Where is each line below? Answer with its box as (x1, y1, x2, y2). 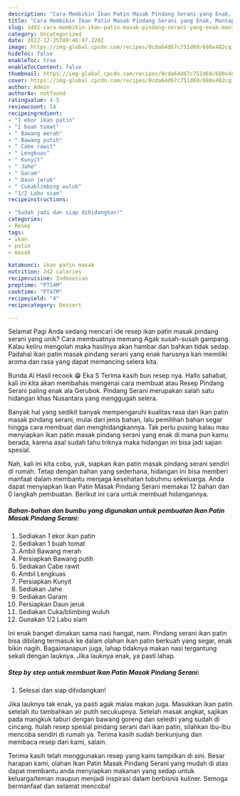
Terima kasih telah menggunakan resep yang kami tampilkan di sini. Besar (8, 752, 225, 760)
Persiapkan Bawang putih (18, 554, 94, 563)
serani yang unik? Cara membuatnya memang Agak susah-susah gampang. (8, 335, 231, 343)
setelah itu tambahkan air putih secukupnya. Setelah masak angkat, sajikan (8, 708, 229, 716)
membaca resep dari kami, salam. (8, 738, 108, 746)
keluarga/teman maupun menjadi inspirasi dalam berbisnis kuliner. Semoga (8, 775, 228, 783)
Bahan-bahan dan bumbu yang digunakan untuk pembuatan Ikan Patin (8, 506, 225, 514)
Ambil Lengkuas (18, 570, 66, 578)
